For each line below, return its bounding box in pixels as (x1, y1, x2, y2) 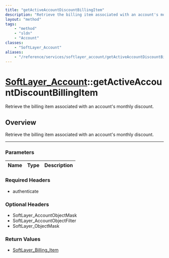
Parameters (5, 149, 34, 156)
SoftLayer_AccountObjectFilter (12, 218, 76, 224)
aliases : (5, 49, 24, 55)
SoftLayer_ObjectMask (12, 223, 59, 229)
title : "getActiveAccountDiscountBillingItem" (5, 7, 105, 13)
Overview (5, 118, 37, 127)
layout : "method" (5, 17, 42, 22)
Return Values (5, 235, 41, 242)
